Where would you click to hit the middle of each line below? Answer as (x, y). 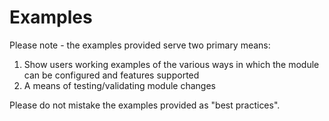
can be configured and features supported (111, 75)
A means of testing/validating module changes (119, 85)
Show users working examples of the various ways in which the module (171, 64)
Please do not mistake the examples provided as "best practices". (145, 105)
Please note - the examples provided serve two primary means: (140, 45)
